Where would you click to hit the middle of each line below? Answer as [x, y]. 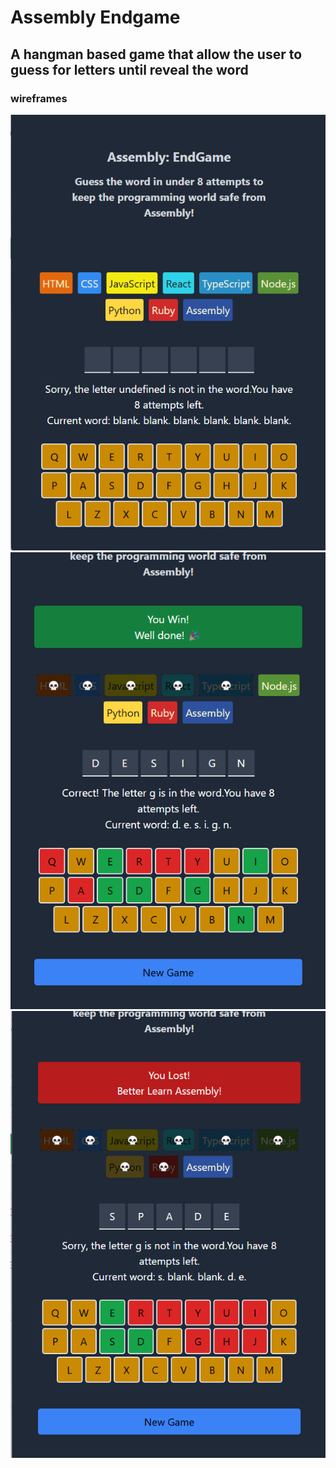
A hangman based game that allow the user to [156, 54]
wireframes [39, 98]
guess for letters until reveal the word [129, 69]
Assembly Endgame [95, 17]
